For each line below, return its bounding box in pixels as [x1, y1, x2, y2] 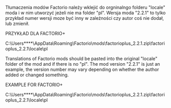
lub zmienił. [5, 20, 30, 26]
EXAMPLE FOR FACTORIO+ [5, 82, 63, 88]
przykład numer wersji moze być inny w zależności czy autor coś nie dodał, [5, 15, 164, 21]
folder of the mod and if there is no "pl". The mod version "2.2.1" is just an [5, 61, 160, 67]
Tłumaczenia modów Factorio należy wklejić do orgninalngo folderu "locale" [5, 5, 165, 10]
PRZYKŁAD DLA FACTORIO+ [5, 31, 65, 36]
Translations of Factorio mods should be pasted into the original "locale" [5, 56, 158, 62]
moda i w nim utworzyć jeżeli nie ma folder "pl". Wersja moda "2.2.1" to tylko [5, 10, 166, 16]
